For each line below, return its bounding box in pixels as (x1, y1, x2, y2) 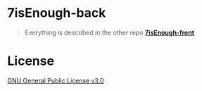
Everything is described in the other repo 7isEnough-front (24, 28, 195, 37)
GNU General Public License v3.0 (7, 76, 104, 85)
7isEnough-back (7, 5, 106, 21)
